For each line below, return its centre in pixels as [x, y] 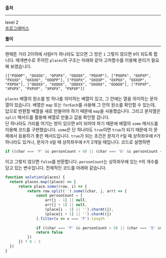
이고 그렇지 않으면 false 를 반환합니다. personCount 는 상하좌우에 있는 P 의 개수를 [82, 161]
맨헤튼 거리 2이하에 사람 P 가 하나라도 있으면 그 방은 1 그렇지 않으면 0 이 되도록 [79, 54]
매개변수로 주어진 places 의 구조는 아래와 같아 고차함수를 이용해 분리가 [83, 60]
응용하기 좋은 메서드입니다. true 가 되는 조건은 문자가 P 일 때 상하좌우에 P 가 [89, 136]
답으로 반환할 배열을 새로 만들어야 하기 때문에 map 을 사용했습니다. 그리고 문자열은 [83, 111]
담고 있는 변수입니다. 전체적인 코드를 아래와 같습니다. [56, 168]
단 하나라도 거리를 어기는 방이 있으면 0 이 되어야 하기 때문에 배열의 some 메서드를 [82, 123]
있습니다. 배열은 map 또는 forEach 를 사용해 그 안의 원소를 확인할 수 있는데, [85, 105]
